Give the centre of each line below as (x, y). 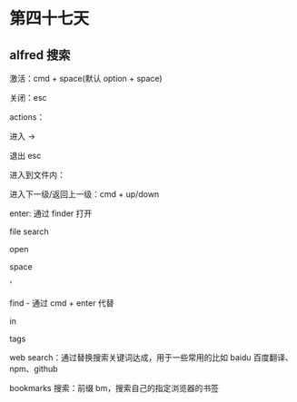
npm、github (34, 369)
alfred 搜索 (40, 55)
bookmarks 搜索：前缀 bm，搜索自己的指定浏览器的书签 (114, 388)
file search (29, 231)
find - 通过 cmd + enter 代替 (62, 303)
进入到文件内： (37, 175)
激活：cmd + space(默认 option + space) (86, 78)
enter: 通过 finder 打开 (51, 213)
